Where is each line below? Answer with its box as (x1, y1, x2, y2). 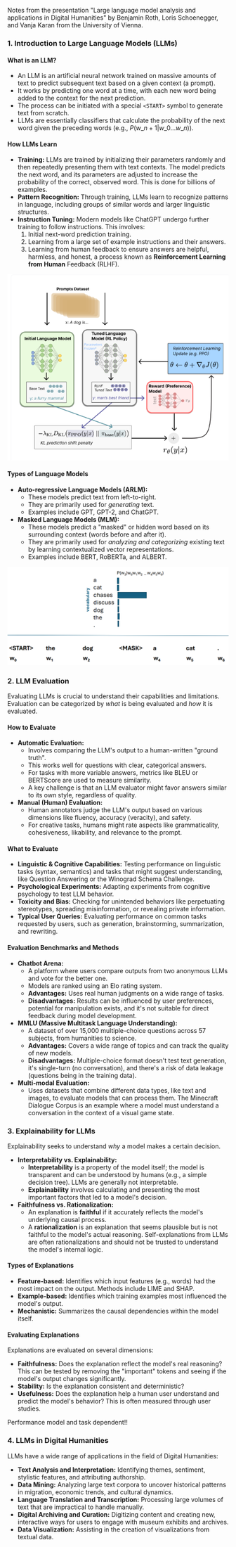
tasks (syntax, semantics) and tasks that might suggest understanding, (17, 868, 223, 876)
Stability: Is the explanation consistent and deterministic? (17, 1382, 185, 1391)
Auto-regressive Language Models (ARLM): (17, 485, 148, 494)
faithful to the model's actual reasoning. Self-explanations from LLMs (27, 1230, 228, 1238)
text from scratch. (17, 109, 70, 117)
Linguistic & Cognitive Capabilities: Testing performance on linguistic (17, 860, 221, 868)
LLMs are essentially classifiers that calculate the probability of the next (17, 116, 225, 125)
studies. (17, 1404, 41, 1413)
